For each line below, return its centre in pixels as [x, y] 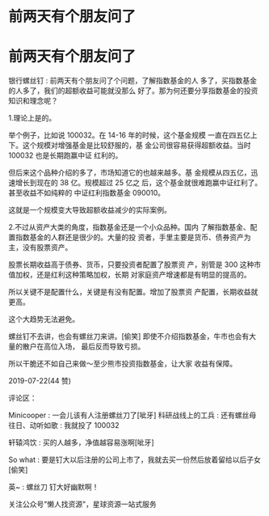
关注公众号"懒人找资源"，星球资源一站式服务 [83, 504]
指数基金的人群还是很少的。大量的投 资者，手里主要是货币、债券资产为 [133, 237]
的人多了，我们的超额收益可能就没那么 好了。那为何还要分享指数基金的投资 [133, 91]
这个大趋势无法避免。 [44, 319]
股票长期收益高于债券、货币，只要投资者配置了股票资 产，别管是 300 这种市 [135, 264]
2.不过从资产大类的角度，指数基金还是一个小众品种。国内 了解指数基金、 [129, 227]
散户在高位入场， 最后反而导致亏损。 [84, 347]
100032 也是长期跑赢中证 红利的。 [65, 155]
